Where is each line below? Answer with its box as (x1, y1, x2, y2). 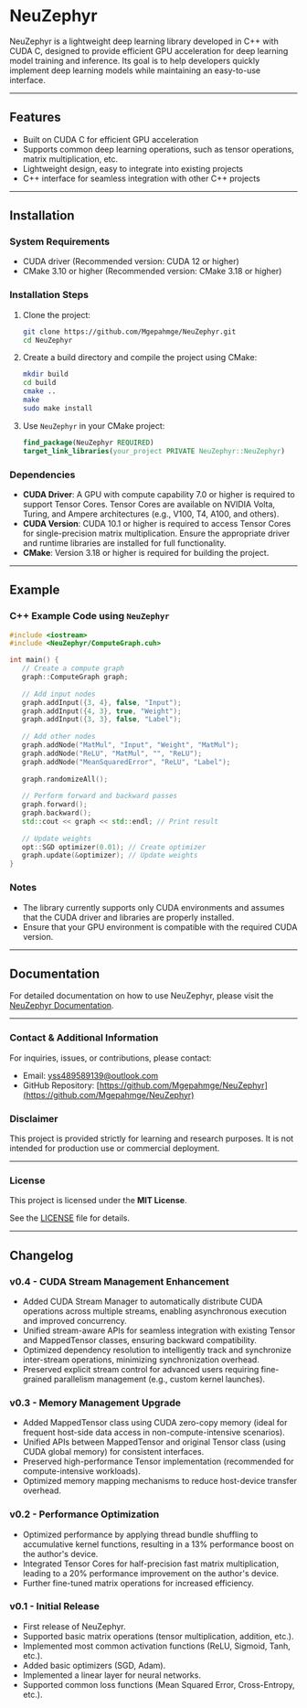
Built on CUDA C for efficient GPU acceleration (22, 133, 199, 144)
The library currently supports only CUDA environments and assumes (22, 902, 285, 913)
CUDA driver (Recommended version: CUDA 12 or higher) (22, 256, 239, 267)
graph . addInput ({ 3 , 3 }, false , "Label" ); (21, 715, 182, 724)
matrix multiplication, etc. (22, 153, 119, 165)
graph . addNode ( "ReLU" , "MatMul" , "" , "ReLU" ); (21, 749, 203, 758)
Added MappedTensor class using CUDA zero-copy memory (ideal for (22, 1417, 288, 1428)
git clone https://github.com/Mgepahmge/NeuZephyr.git (22, 326, 237, 336)
